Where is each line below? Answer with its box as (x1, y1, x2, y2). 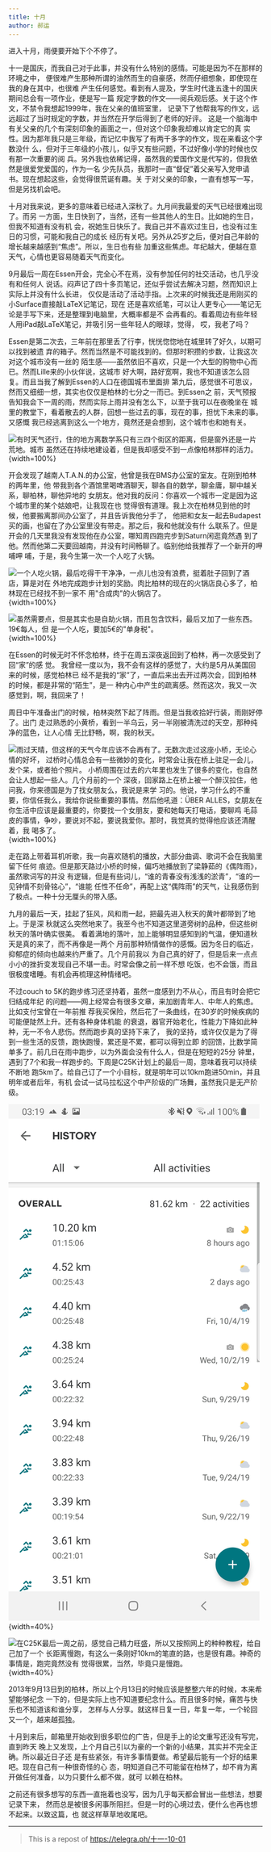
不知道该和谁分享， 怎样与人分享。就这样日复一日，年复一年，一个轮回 (22, 1704, 258, 1714)
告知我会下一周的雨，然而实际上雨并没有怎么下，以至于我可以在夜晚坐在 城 (8, 396, 258, 407)
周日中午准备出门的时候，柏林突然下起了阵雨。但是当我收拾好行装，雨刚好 (8, 707, 256, 717)
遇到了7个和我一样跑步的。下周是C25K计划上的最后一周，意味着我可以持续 (8, 1057, 257, 1066)
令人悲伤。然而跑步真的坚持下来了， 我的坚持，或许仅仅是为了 (43, 1026, 251, 1037)
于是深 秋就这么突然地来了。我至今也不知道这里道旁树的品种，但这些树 (22, 919, 258, 928)
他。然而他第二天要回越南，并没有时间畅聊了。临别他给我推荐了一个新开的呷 (8, 541, 263, 551)
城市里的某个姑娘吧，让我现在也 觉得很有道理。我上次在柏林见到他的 (15, 501, 244, 510)
